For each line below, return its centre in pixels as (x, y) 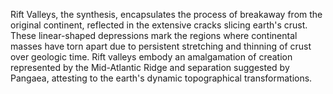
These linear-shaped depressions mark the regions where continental (154, 35)
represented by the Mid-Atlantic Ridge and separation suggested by (150, 67)
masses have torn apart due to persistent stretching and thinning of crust (161, 46)
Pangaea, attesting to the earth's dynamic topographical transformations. (161, 78)
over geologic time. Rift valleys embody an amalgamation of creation (151, 57)
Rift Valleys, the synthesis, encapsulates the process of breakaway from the (166, 14)
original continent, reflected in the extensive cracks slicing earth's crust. (159, 25)
